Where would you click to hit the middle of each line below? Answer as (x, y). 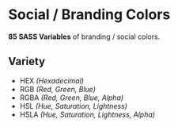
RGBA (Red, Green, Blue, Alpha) (72, 98)
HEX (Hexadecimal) (52, 80)
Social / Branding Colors (89, 15)
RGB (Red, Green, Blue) (58, 89)
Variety (27, 62)
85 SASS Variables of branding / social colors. (84, 37)
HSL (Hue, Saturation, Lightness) (74, 106)
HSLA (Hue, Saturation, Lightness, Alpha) (87, 114)
